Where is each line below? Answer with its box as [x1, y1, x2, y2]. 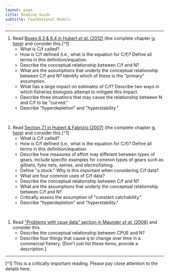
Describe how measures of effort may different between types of [20, 151, 155, 157]
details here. [5, 266, 31, 272]
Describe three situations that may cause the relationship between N [20, 94, 162, 100]
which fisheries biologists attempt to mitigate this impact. [20, 89, 139, 95]
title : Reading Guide [5, 12, 51, 17]
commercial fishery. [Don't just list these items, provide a [20, 241, 138, 247]
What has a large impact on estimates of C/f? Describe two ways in [20, 84, 159, 90]
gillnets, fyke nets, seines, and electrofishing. [20, 162, 114, 168]
